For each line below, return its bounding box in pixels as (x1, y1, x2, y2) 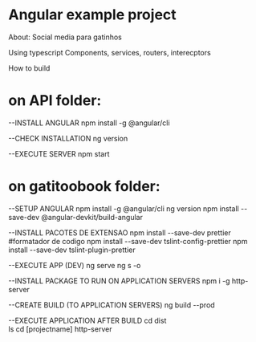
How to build (8, 63, 51, 73)
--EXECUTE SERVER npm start (8, 149, 110, 158)
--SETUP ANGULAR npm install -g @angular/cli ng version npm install (8, 203, 239, 214)
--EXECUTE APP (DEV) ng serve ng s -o (8, 260, 141, 270)
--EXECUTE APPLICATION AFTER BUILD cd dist (8, 316, 167, 325)
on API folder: (8, 92, 102, 110)
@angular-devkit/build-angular (41, 212, 143, 222)
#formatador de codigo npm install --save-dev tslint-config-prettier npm (8, 236, 248, 246)
